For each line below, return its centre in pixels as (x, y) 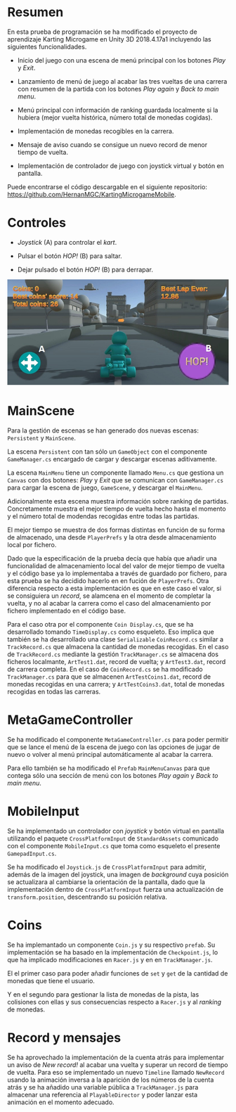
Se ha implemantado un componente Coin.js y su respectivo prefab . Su (111, 945)
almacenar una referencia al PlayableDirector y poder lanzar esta (103, 1094)
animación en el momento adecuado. (61, 1102)
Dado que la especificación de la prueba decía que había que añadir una (112, 558)
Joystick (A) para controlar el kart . (67, 242)
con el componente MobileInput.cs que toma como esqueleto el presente (114, 845)
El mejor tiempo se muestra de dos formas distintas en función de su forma (116, 530)
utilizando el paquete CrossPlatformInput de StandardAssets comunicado (113, 838)
